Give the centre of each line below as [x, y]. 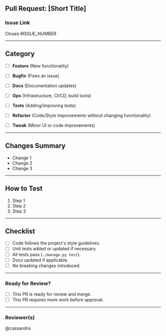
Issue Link [18, 23]
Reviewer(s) [20, 318]
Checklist [20, 231]
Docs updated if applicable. [40, 260]
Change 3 [22, 168]
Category [20, 54]
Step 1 [19, 200]
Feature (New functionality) [41, 66]
